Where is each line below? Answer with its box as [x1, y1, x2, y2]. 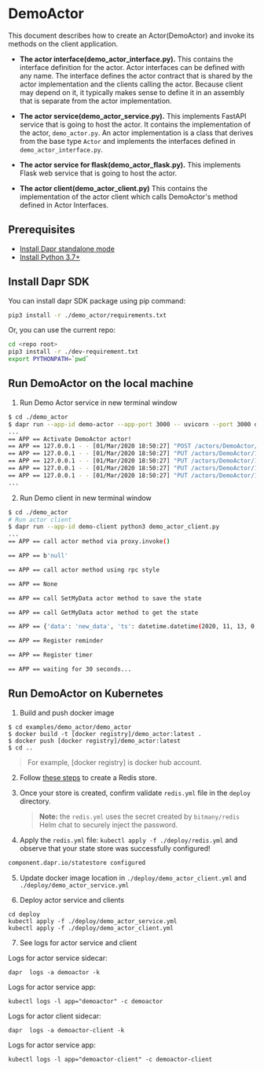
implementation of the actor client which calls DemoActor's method [19, 192, 238, 201]
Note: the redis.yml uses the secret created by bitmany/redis [38, 812, 240, 821]
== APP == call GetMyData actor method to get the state [8, 609, 199, 616]
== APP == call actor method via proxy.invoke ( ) [8, 538, 170, 546]
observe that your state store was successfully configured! [19, 843, 211, 853]
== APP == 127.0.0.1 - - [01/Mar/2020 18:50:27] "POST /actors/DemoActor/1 [8, 442, 262, 451]
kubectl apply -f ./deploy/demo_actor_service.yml [8, 917, 178, 925]
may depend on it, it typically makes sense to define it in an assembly [19, 87, 245, 97]
